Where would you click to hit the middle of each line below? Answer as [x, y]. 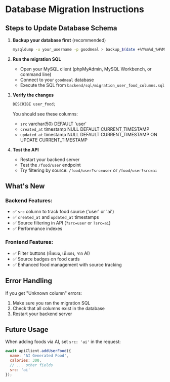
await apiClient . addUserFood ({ [38, 351]
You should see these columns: [45, 114]
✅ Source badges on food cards [46, 259]
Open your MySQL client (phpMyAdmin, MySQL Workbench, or [86, 69]
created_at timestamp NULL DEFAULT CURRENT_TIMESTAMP [85, 129]
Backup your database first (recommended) [59, 40]
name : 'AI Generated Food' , [39, 356]
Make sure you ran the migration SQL [51, 303]
